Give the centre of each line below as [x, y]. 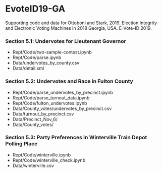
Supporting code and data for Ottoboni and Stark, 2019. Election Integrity [81, 23]
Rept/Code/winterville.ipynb [42, 155]
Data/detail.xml [28, 68]
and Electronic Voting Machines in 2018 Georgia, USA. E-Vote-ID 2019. [79, 28]
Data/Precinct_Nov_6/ [35, 119]
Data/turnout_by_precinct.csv [43, 113]
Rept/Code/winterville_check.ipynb [49, 160]
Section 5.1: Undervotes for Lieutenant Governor [66, 41]
